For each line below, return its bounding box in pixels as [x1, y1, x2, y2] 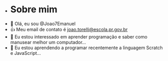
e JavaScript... [10, 50, 41, 56]
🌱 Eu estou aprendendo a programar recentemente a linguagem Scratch [10, 45, 163, 51]
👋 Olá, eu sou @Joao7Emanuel [10, 21, 76, 27]
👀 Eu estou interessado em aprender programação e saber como [10, 33, 147, 39]
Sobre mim [10, 4, 58, 15]
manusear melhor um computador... [10, 39, 86, 45]
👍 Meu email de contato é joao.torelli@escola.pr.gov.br [10, 26, 128, 32]
